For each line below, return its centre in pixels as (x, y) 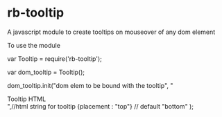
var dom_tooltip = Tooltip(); (46, 72)
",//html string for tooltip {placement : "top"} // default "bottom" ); (101, 106)
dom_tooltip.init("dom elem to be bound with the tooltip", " (90, 85)
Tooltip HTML (27, 99)
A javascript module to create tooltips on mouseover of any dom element (111, 32)
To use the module (34, 45)
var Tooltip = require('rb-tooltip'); (55, 58)
